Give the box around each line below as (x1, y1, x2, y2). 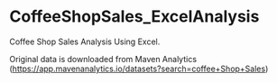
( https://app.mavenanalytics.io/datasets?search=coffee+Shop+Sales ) (9, 63, 269, 74)
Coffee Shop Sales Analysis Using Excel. (9, 36, 161, 47)
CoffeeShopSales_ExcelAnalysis (9, 6, 260, 27)
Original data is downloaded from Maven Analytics (9, 53, 197, 64)
